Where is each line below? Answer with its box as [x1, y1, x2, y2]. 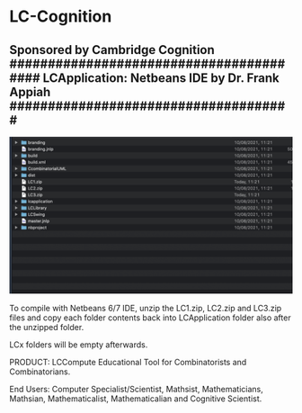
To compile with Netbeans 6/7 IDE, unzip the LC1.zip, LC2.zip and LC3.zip [9, 302, 282, 313]
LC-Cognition [9, 6, 112, 27]
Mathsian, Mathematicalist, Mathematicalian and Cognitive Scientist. [9, 393, 262, 404]
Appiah [9, 84, 51, 100]
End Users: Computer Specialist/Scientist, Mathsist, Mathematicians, [9, 383, 263, 394]
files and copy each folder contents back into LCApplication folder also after [9, 312, 291, 323]
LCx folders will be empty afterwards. [9, 339, 148, 350]
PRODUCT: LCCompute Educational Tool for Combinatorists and [9, 356, 247, 367]
